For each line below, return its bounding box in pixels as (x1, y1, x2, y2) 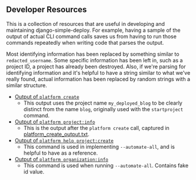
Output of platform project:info (14, 118, 96, 125)
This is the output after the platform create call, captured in (23, 124, 170, 131)
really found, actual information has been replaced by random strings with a (6, 75, 191, 82)
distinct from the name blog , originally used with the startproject (23, 105, 184, 112)
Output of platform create (14, 93, 80, 100)
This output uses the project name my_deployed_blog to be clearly (23, 99, 183, 106)
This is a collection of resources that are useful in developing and (6, 20, 165, 27)
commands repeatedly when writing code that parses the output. (6, 39, 164, 46)
